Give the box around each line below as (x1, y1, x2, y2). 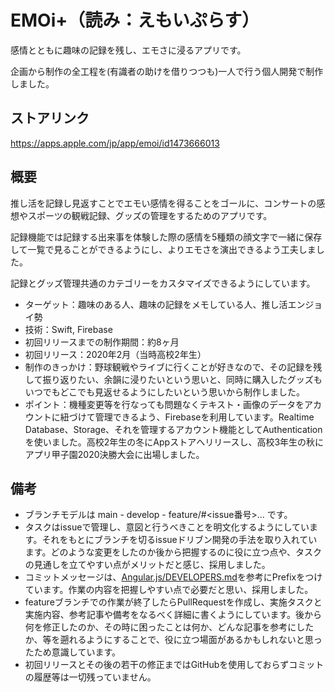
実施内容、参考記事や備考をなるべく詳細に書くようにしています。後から (24, 609, 322, 621)
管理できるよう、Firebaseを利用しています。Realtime (94, 411, 315, 423)
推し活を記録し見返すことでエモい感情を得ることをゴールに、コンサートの (10, 197, 317, 209)
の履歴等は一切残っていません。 (24, 671, 157, 683)
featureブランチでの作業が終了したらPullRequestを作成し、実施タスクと (24, 596, 323, 608)
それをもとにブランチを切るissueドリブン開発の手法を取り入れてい (41, 534, 318, 546)
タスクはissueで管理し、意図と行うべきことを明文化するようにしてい (24, 521, 310, 533)
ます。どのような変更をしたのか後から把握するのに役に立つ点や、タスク (24, 546, 322, 558)
